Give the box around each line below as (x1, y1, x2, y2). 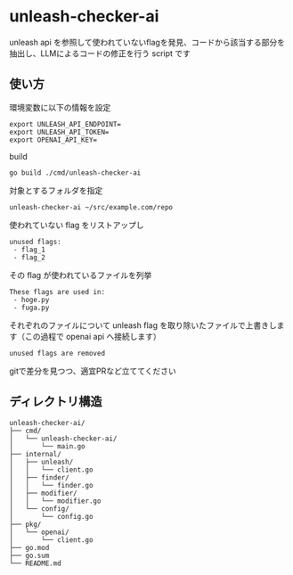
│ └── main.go (9, 441, 86, 451)
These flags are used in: (9, 287, 105, 296)
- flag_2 (12, 252, 46, 262)
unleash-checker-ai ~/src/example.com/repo (9, 202, 174, 211)
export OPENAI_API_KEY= (9, 136, 98, 144)
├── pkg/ (9, 520, 42, 529)
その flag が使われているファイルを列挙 (9, 269, 152, 280)
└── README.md (9, 559, 62, 568)
